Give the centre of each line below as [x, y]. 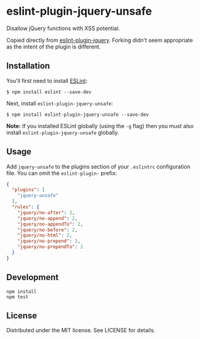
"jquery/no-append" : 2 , [48, 218]
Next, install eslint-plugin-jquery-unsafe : [60, 103]
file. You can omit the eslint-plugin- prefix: [62, 173]
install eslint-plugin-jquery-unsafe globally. [63, 132]
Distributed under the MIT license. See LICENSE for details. [81, 330]
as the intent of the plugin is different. [54, 47]
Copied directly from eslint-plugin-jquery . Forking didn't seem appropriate [100, 40]
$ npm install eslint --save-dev [49, 92]
